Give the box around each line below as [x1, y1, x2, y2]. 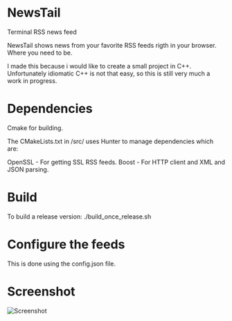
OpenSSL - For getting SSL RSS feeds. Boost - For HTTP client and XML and [7, 158, 226, 166]
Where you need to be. [7, 48, 73, 57]
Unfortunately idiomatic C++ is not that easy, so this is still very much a [7, 69, 211, 77]
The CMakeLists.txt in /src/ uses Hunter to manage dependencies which [7, 137, 213, 145]
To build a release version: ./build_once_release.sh [7, 212, 152, 221]
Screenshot [7, 284, 75, 299]
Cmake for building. [7, 123, 64, 132]
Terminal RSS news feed [7, 28, 78, 36]
